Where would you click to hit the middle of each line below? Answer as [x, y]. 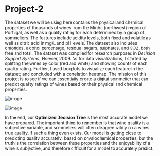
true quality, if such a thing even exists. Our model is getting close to [73, 133]
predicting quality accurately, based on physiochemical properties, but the [79, 138]
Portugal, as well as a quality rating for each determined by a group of [75, 32]
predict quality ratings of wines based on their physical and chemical [74, 84]
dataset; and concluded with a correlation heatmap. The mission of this [76, 74]
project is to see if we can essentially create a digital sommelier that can [77, 79]
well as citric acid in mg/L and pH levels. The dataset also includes [71, 43]
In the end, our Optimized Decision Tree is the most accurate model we [77, 117]
